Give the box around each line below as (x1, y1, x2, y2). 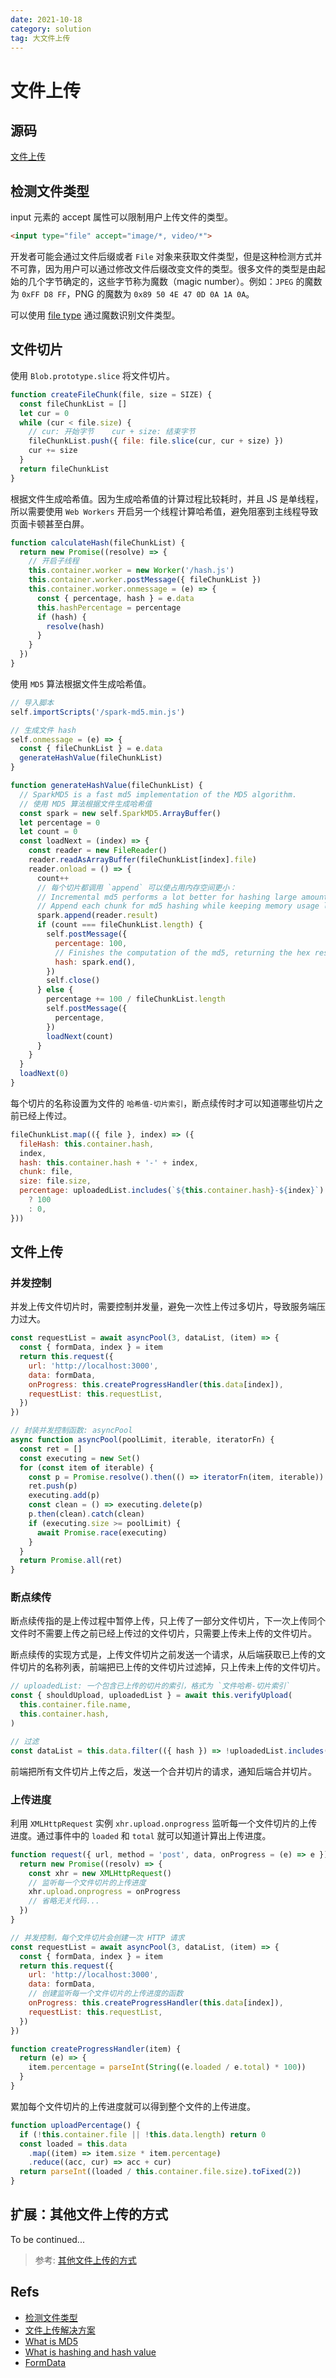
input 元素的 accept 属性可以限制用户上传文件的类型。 (10, 211, 234, 223)
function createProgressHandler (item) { (10, 2044, 182, 2054)
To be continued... (10, 2233, 85, 2245)
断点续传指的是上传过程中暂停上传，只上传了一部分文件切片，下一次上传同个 (10, 1615, 326, 1627)
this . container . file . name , (19, 1700, 132, 1710)
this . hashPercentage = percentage (36, 602, 182, 613)
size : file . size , (19, 1176, 92, 1186)
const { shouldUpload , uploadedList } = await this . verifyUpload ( (10, 1691, 293, 1701)
